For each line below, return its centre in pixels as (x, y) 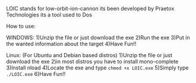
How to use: (21, 26)
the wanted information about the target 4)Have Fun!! (71, 44)
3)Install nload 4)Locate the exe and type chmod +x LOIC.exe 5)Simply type (97, 68)
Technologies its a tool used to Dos (49, 15)
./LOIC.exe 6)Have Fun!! (36, 74)
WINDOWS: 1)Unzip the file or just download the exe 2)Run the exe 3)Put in (98, 37)
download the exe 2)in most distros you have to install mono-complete (92, 62)
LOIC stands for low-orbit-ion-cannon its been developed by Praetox (90, 9)
